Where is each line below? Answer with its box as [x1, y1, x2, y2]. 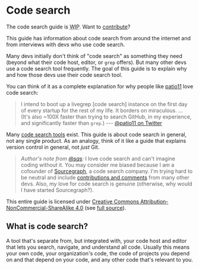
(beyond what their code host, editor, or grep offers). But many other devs [6, 59, 187, 66]
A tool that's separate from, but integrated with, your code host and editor [6, 237, 187, 244]
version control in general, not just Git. [6, 143, 100, 150]
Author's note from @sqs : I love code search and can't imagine [20, 155, 175, 162]
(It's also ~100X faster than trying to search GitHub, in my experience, [20, 113, 192, 120]
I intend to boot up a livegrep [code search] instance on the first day [20, 100, 188, 107]
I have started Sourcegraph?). [20, 186, 94, 193]
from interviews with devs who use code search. [6, 41, 125, 48]
